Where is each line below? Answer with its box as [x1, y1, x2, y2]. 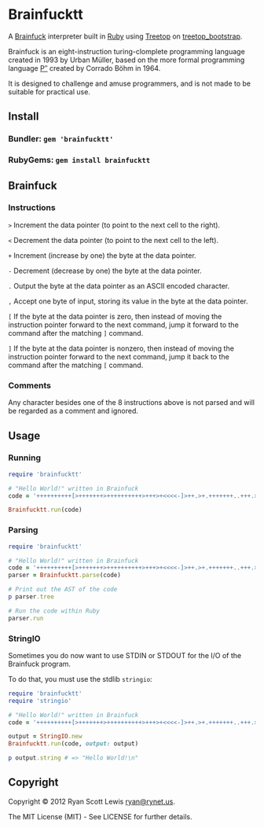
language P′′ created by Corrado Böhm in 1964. [8, 63, 161, 72]
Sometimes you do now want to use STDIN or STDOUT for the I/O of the [8, 650, 242, 660]
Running [8, 452, 42, 463]
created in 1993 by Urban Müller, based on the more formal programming [8, 55, 245, 64]
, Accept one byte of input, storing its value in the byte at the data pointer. [8, 296, 249, 306]
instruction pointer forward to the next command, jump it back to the [8, 351, 229, 361]
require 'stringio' [8, 697, 72, 705]
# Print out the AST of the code [8, 586, 118, 594]
